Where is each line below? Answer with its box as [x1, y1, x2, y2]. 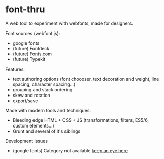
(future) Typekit [12, 56, 46, 62]
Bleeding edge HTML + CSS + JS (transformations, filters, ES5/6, [12, 117, 149, 123]
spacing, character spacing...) [12, 81, 76, 87]
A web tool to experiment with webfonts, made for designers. [5, 20, 134, 26]
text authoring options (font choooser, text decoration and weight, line [12, 76, 159, 82]
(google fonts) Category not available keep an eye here [12, 147, 128, 153]
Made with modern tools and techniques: [5, 107, 91, 113]
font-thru [5, 4, 45, 15]
